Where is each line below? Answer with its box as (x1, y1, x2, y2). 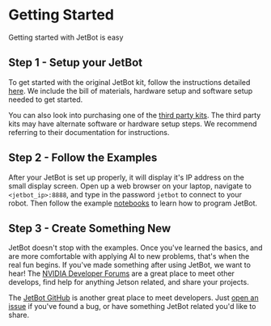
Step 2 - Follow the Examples (8, 151, 158, 165)
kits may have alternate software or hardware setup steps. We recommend (8, 119, 257, 129)
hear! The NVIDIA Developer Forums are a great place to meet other (8, 269, 235, 278)
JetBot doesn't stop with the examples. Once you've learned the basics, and (8, 243, 263, 252)
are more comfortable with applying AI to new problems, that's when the (8, 252, 250, 261)
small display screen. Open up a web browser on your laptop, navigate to (8, 180, 252, 191)
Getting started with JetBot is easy (8, 32, 124, 42)
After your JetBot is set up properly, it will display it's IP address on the (8, 172, 244, 182)
